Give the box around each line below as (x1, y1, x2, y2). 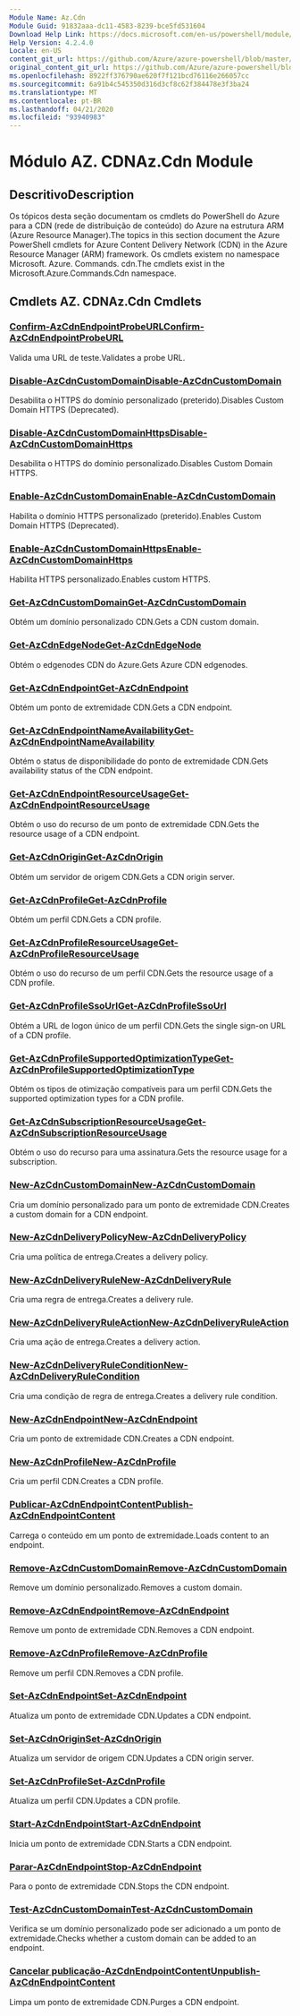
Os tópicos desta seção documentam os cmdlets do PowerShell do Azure (9, 211, 279, 222)
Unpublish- (210, 1965, 261, 1978)
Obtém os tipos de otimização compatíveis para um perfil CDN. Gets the (9, 1083, 272, 1094)
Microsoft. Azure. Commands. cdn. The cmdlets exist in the (9, 259, 225, 269)
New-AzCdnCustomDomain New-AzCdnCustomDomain (9, 1179, 256, 1192)
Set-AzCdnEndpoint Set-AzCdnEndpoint (9, 1689, 187, 1702)
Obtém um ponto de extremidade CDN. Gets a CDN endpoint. (9, 702, 233, 713)
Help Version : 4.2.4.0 (9, 38, 94, 47)
